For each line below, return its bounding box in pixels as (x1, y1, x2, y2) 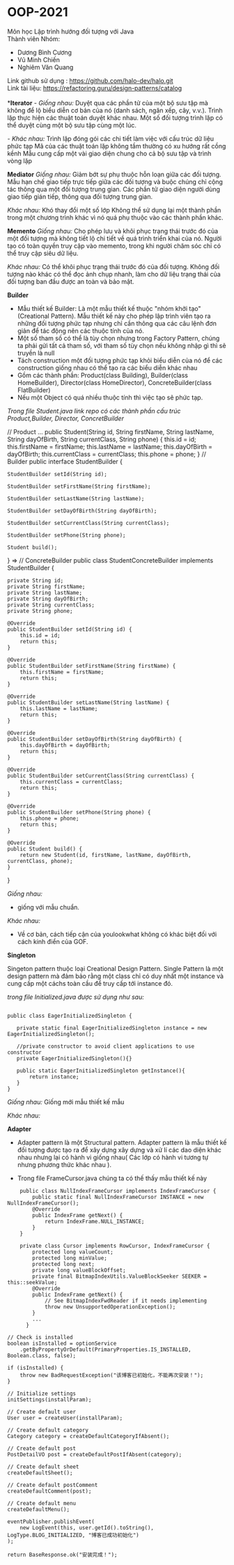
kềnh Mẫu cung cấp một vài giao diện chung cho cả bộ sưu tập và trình (7, 149, 212, 158)
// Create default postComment (7, 1481, 98, 1488)
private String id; (7, 577, 64, 584)
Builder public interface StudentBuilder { (7, 457, 123, 466)
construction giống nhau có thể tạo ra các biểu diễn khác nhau (17, 363, 198, 372)
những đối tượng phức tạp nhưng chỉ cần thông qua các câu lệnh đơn (17, 319, 217, 328)
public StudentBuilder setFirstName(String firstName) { (7, 662, 176, 669)
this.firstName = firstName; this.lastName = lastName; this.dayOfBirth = (7, 442, 213, 450)
